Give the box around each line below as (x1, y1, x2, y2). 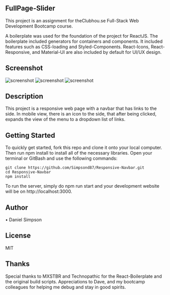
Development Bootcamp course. (5, 23, 73, 29)
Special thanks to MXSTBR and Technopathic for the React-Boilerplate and (5, 273, 162, 279)
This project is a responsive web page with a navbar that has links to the (5, 105, 157, 111)
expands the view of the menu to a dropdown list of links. (5, 116, 126, 123)
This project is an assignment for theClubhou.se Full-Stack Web (5, 17, 139, 23)
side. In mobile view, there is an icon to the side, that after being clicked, (5, 111, 157, 117)
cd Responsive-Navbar (5, 170, 51, 175)
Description (5, 92, 43, 101)
